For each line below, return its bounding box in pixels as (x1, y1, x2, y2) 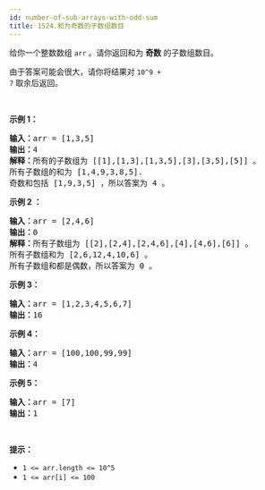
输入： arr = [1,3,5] (9, 133, 95, 143)
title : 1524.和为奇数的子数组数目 (9, 21, 124, 30)
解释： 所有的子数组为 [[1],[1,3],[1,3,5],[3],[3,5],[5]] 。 (9, 156, 261, 165)
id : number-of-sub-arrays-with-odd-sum (9, 13, 158, 22)
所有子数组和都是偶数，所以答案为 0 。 (9, 260, 158, 271)
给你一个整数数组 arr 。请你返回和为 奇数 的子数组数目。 (9, 46, 219, 58)
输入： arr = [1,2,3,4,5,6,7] (9, 299, 132, 308)
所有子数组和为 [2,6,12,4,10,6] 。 (9, 249, 153, 259)
